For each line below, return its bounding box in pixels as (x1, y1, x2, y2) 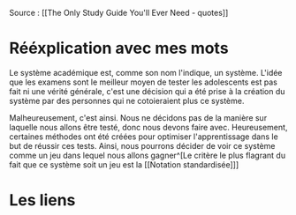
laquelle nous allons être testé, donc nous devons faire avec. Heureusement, (9, 122, 288, 132)
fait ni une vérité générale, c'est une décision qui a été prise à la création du (9, 85, 285, 96)
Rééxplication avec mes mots (9, 39, 229, 58)
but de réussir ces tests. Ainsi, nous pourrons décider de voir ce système (9, 140, 276, 151)
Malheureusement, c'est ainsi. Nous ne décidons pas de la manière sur (9, 112, 268, 122)
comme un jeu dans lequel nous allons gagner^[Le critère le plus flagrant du (9, 150, 285, 160)
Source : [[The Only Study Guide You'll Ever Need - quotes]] (9, 8, 229, 18)
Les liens (9, 190, 76, 211)
